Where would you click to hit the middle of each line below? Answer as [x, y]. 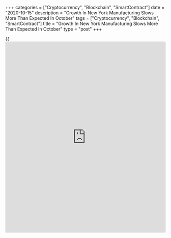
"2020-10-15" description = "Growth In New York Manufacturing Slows [80, 13]
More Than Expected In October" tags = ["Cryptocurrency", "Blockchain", [82, 18]
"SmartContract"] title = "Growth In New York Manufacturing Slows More [82, 23]
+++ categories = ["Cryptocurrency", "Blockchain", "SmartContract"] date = [85, 7]
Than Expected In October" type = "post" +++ [54, 29]
